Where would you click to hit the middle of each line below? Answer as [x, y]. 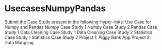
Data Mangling [19, 42]
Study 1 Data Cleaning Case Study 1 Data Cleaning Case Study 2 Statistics [79, 32]
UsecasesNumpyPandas [55, 8]
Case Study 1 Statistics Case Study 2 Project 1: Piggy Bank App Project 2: [78, 37]
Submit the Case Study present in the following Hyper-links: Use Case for [78, 22]
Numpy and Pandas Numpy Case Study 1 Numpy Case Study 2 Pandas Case [81, 27]
